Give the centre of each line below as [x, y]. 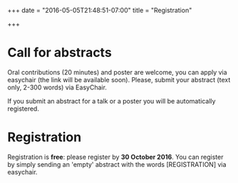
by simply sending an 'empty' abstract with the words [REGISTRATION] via [117, 164]
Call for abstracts [59, 53]
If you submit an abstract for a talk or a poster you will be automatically [112, 101]
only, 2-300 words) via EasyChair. [57, 87]
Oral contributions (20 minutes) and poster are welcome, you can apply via [117, 72]
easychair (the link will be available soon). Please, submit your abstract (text [119, 79]
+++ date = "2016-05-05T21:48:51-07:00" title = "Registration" [100, 10]
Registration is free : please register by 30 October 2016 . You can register [115, 157]
